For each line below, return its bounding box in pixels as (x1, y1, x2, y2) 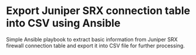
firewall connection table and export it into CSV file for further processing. (6, 42, 185, 49)
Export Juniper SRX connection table (6, 4, 191, 18)
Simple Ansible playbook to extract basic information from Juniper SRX (6, 36, 178, 43)
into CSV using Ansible (6, 16, 121, 30)
